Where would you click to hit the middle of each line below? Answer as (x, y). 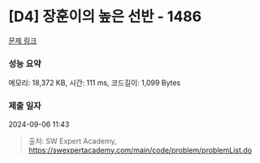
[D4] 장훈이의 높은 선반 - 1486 (105, 17)
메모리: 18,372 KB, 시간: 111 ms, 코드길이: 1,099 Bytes (95, 83)
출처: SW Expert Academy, (72, 141)
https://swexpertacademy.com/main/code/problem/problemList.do (140, 150)
